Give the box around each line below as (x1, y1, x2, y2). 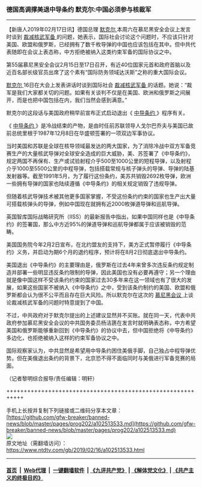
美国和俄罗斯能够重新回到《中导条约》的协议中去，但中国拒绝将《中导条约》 (6, 327, 196, 334)
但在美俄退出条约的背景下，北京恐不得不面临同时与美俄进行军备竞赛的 (16, 355, 191, 362)
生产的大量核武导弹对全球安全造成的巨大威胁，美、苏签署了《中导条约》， (11, 150, 194, 157)
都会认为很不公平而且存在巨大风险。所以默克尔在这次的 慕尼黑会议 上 (16, 291, 188, 299)
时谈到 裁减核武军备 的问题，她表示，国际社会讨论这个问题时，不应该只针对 (6, 33, 194, 40)
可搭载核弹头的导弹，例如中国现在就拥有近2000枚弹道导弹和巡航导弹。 (6, 200, 183, 208)
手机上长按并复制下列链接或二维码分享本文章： (6, 407, 122, 414)
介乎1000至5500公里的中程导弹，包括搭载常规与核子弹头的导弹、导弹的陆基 (6, 165, 195, 172)
